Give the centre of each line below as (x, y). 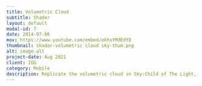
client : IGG (21, 62)
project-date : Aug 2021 (36, 57)
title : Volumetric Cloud (38, 12)
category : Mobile (28, 68)
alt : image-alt (25, 51)
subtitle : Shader (28, 18)
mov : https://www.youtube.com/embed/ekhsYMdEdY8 (69, 40)
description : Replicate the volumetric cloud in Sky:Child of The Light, (102, 74)
